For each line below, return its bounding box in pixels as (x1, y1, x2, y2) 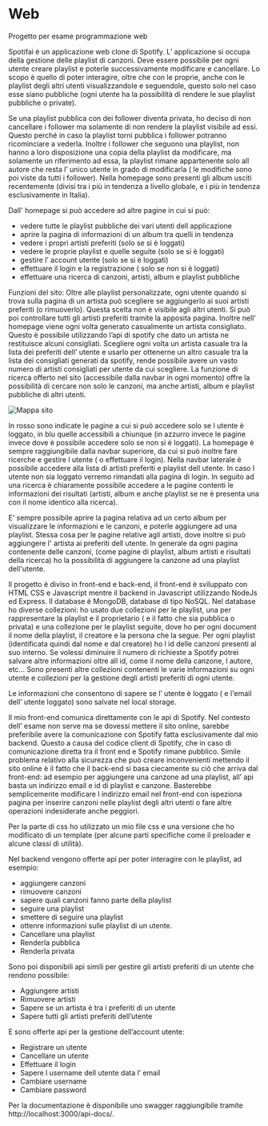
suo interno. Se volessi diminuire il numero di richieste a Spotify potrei (8, 647, 239, 657)
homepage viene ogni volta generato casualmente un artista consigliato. (8, 321, 246, 331)
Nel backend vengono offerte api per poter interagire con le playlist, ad (8, 854, 242, 863)
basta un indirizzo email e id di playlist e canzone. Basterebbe (8, 780, 212, 790)
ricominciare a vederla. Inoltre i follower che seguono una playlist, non (8, 139, 240, 148)
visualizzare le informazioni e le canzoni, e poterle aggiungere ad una (8, 521, 238, 531)
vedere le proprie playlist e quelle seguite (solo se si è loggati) (19, 246, 225, 256)
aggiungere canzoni (19, 878, 86, 887)
